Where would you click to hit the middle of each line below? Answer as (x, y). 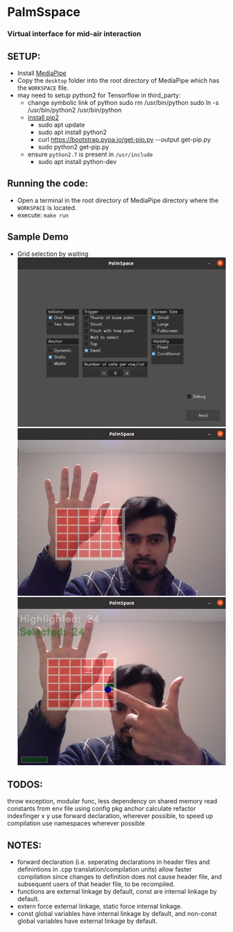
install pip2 (43, 117)
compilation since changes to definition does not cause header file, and (119, 877)
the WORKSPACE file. (43, 88)
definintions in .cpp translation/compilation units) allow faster (104, 869)
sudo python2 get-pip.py (74, 147)
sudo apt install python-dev (77, 161)
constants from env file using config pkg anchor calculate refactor (102, 809)
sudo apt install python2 (72, 132)
